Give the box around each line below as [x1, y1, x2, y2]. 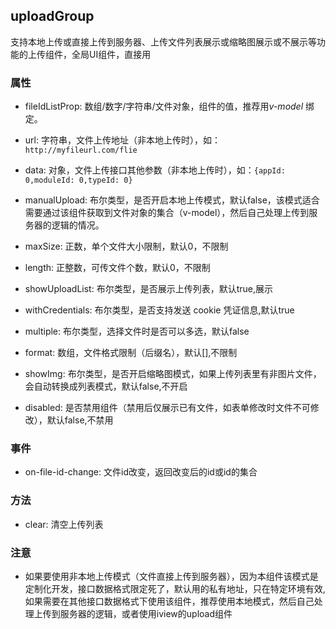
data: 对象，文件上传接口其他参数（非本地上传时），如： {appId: [24, 164, 286, 176]
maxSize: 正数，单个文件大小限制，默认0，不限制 [24, 240, 229, 253]
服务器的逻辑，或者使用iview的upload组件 [59, 608, 233, 619]
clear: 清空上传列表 [24, 518, 104, 530]
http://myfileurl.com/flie [24, 145, 138, 156]
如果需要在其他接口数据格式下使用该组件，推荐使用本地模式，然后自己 [24, 595, 315, 607]
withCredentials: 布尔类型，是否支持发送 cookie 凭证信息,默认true [24, 304, 295, 316]
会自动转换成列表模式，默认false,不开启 [24, 380, 188, 393]
